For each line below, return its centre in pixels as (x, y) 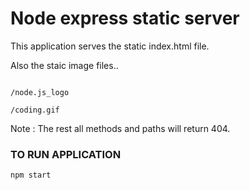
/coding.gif (35, 110)
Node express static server (125, 18)
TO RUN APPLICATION (66, 154)
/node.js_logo (40, 92)
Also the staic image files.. (64, 65)
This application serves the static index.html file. (110, 46)
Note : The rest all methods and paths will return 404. (120, 128)
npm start (31, 175)
